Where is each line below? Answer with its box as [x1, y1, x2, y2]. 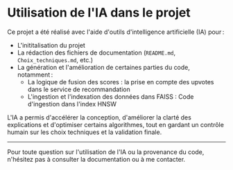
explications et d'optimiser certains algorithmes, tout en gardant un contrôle [7, 120, 224, 129]
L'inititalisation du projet [17, 41, 85, 49]
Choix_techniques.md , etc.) [17, 55, 94, 64]
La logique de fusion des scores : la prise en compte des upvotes [27, 77, 214, 86]
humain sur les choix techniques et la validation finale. [7, 128, 162, 136]
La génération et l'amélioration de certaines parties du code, [17, 63, 191, 71]
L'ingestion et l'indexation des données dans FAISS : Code [27, 92, 194, 101]
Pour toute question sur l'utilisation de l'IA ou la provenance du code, [7, 147, 205, 156]
